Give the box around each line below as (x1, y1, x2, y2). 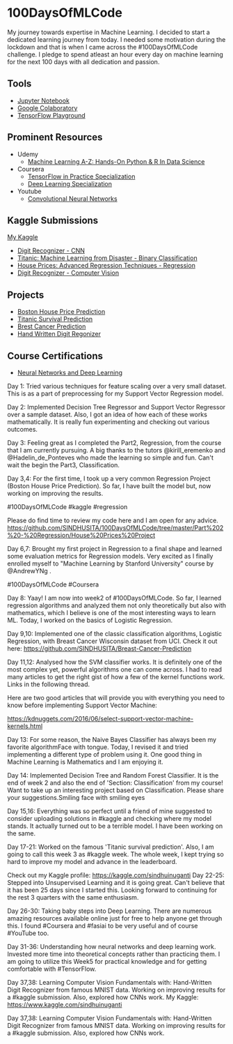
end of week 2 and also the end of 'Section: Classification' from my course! (7, 779, 224, 787)
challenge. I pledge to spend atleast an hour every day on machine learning (7, 50, 224, 59)
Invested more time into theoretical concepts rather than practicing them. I (7, 950, 220, 958)
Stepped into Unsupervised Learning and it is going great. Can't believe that (7, 879, 225, 886)
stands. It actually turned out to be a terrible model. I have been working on (7, 822, 223, 830)
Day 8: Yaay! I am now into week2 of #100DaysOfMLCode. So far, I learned (7, 594, 222, 602)
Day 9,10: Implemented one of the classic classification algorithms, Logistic (7, 630, 223, 637)
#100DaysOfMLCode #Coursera (7, 580, 99, 589)
